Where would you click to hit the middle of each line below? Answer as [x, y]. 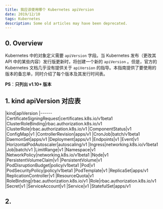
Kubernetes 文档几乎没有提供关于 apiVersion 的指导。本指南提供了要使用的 [81, 68]
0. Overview [24, 43]
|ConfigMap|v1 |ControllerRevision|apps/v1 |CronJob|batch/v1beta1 [72, 134]
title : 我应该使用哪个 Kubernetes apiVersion [50, 10]
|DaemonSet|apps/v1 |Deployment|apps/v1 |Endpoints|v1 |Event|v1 [72, 139]
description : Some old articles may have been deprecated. [66, 23]
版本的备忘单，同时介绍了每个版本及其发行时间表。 [56, 74]
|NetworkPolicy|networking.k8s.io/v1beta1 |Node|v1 [57, 155]
